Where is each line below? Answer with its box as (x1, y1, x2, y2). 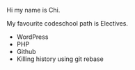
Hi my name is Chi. (6, 6, 61, 14)
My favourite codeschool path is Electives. (6, 19, 128, 27)
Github (16, 48, 36, 55)
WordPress (16, 33, 49, 41)
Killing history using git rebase (16, 55, 104, 63)
